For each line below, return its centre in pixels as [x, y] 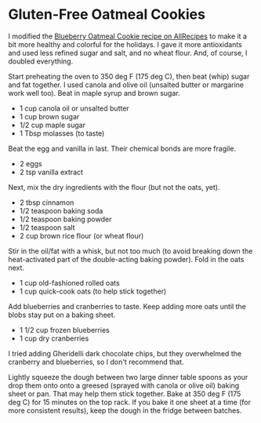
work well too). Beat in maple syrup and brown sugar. [94, 93]
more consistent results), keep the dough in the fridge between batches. [125, 410]
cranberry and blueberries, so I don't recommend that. [96, 362]
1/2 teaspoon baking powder [65, 219]
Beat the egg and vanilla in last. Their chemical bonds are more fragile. [122, 148]
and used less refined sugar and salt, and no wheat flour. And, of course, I [128, 53]
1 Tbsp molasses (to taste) [62, 133]
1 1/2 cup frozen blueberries [64, 330]
